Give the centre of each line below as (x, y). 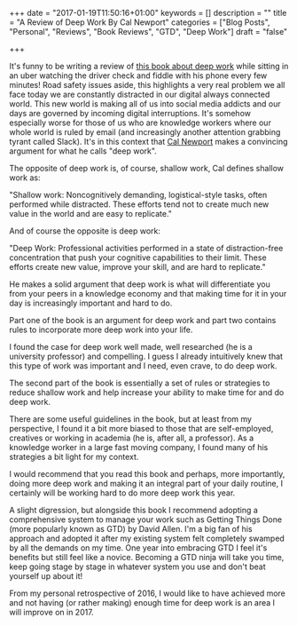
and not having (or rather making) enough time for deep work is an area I (142, 602)
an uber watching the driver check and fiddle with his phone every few (138, 75)
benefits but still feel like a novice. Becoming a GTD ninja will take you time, (147, 557)
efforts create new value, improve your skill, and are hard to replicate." (137, 267)
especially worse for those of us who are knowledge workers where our (141, 123)
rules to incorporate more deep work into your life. (101, 329)
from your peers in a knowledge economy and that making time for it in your (148, 293)
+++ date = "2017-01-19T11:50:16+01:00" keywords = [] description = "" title (148, 13)
